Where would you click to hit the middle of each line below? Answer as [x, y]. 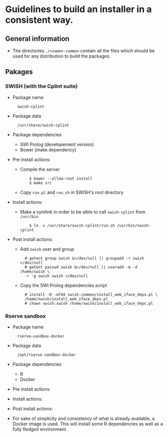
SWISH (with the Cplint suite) [41, 86]
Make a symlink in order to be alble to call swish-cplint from [83, 212]
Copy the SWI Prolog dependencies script [63, 285]
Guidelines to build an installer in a [78, 9]
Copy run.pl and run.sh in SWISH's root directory [72, 192]
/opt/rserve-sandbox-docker [47, 355]
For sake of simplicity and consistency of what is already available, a [83, 418]
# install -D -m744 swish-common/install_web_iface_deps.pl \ [91, 294]
